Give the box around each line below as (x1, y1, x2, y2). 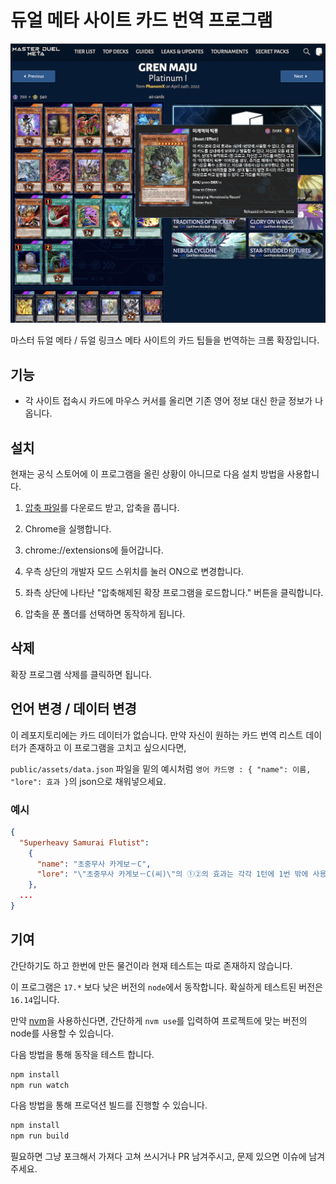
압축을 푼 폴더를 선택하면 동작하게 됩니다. (24, 607, 186, 620)
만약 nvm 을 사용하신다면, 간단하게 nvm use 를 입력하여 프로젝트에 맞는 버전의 (10, 1014, 308, 1026)
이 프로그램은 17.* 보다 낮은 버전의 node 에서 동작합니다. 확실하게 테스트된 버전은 (10, 981, 323, 993)
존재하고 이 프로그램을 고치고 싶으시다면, (28, 741, 187, 753)
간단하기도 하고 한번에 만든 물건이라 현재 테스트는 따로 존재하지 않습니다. (10, 959, 293, 971)
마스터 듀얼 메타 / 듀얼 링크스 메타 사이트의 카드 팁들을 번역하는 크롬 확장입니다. (10, 334, 320, 346)
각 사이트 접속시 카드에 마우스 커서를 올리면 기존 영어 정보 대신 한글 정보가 (24, 395, 313, 407)
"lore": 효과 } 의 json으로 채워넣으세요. (10, 775, 167, 787)
